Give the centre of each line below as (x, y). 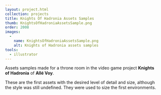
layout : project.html (27, 9)
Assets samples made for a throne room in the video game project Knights (80, 68)
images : (13, 32)
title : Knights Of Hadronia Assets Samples (50, 18)
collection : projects (27, 14)
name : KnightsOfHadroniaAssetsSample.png (56, 41)
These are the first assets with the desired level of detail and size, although (80, 82)
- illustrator (24, 54)
